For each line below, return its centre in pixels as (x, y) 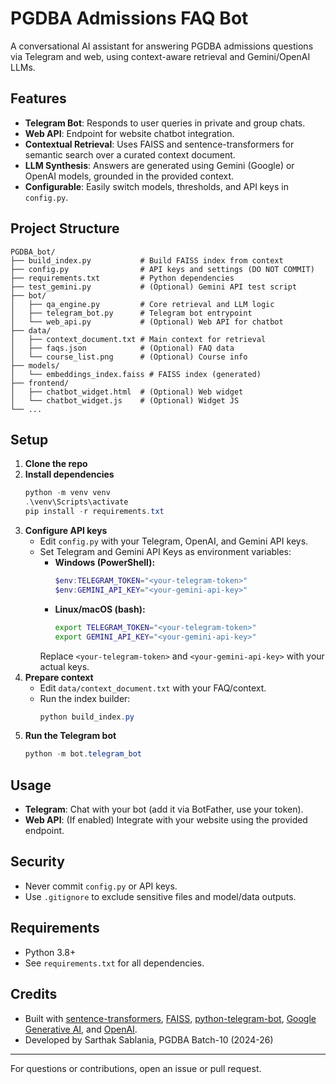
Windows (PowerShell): (105, 562)
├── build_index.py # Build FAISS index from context (147, 260)
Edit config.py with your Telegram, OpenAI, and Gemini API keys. (174, 541)
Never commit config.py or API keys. (101, 886)
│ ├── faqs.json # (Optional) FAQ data (122, 348)
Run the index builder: (85, 698)
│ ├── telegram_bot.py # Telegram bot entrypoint (131, 313)
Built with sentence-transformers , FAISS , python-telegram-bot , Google (170, 1018)
